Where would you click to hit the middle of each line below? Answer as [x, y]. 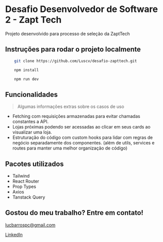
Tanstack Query [29, 197]
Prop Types [24, 186]
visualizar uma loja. [32, 132]
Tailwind [21, 176]
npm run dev [26, 79]
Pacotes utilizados [34, 164]
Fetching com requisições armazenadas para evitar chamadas [76, 116]
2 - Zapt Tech [33, 20]
